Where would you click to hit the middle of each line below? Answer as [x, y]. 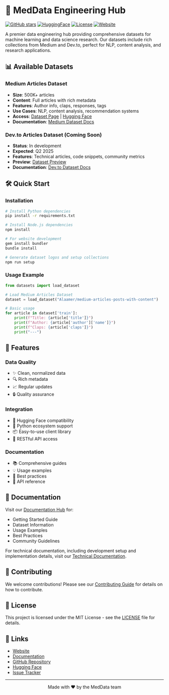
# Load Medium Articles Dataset [39, 295]
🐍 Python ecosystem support [43, 426]
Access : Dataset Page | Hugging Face [52, 116]
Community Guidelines [36, 541]
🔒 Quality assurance [33, 395]
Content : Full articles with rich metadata [54, 100]
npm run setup [20, 262]
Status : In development [37, 146]
